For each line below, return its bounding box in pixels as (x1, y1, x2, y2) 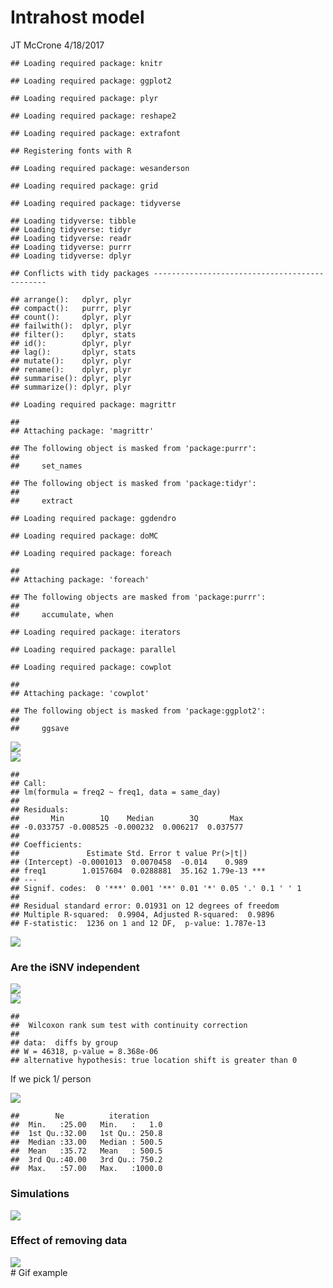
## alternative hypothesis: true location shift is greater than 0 (10, 1056, 298, 1066)
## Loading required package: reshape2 (10, 111, 177, 121)
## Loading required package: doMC (10, 531, 159, 541)
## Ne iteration (10, 1111, 150, 1121)
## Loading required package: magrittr (10, 399, 177, 410)
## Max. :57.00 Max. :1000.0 (10, 1164, 163, 1174)
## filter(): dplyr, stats (10, 329, 137, 340)
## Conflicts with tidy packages (10, 268, 150, 278)
